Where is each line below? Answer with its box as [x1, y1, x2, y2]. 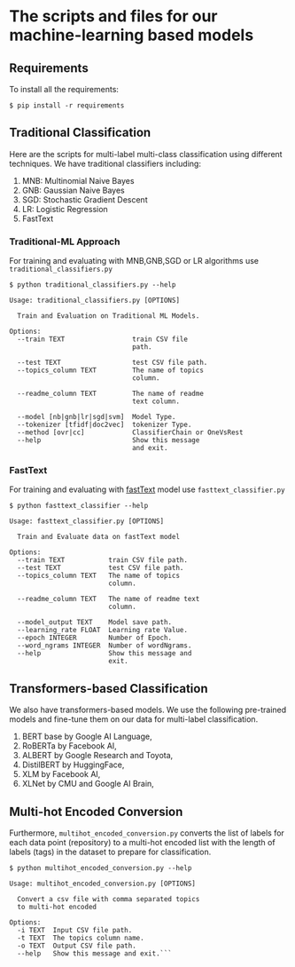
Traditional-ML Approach [9, 235, 120, 248]
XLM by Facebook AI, [21, 769, 101, 780]
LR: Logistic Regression [21, 203, 108, 214]
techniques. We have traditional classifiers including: [9, 158, 202, 169]
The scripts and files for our [9, 6, 218, 27]
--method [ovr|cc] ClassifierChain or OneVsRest [17, 428, 244, 437]
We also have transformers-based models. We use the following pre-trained [9, 704, 287, 716]
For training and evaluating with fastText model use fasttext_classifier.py [9, 484, 285, 495]
